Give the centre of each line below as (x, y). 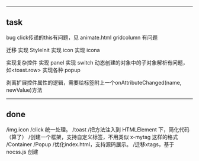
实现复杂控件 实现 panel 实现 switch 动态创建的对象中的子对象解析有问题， (97, 62)
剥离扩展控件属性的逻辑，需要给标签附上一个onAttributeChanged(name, (94, 82)
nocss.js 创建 (22, 152)
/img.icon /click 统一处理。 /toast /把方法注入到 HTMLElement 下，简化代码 (98, 129)
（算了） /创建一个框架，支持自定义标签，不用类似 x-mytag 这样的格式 (92, 137)
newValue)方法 (24, 90)
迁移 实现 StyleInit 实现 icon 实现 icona (53, 50)
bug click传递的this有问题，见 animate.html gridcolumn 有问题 (82, 37)
